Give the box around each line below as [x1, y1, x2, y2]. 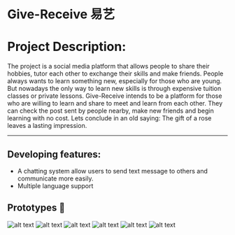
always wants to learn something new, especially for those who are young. [7, 77, 222, 85]
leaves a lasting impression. [7, 122, 87, 130]
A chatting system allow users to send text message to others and [17, 166, 208, 175]
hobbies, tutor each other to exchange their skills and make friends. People [7, 69, 224, 78]
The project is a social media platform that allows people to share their [7, 62, 210, 71]
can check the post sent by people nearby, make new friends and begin [7, 106, 215, 115]
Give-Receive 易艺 [7, 6, 115, 22]
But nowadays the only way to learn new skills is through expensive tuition [7, 85, 222, 93]
